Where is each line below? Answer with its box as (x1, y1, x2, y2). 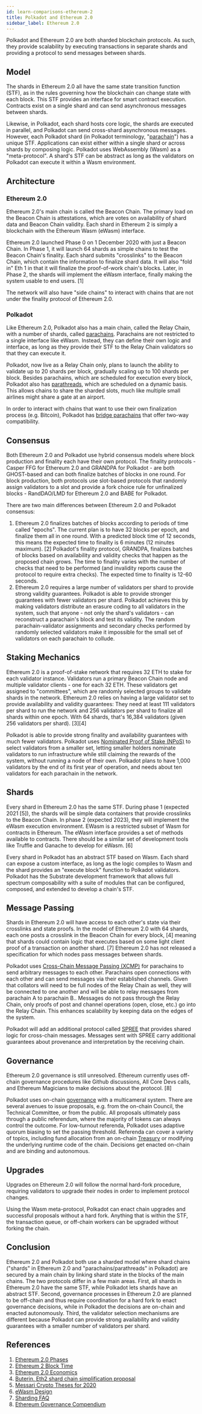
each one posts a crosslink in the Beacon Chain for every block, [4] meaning (6, 932, 197, 939)
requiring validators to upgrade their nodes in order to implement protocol (6, 1187, 190, 1195)
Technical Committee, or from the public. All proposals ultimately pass (6, 1109, 181, 1116)
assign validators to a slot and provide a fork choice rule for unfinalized (6, 483, 183, 490)
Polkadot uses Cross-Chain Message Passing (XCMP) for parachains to (6, 962, 184, 970)
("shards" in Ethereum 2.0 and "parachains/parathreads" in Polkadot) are (6, 1264, 188, 1272)
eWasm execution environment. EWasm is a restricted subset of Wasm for (6, 822, 190, 830)
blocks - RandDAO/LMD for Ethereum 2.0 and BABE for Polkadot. (6, 490, 168, 497)
